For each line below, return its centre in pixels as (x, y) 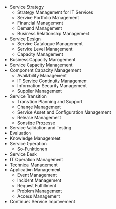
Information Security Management (52, 86)
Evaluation (20, 133)
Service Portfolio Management (48, 18)
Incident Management (39, 180)
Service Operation (28, 144)
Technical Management (33, 165)
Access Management (39, 196)
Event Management (37, 175)
